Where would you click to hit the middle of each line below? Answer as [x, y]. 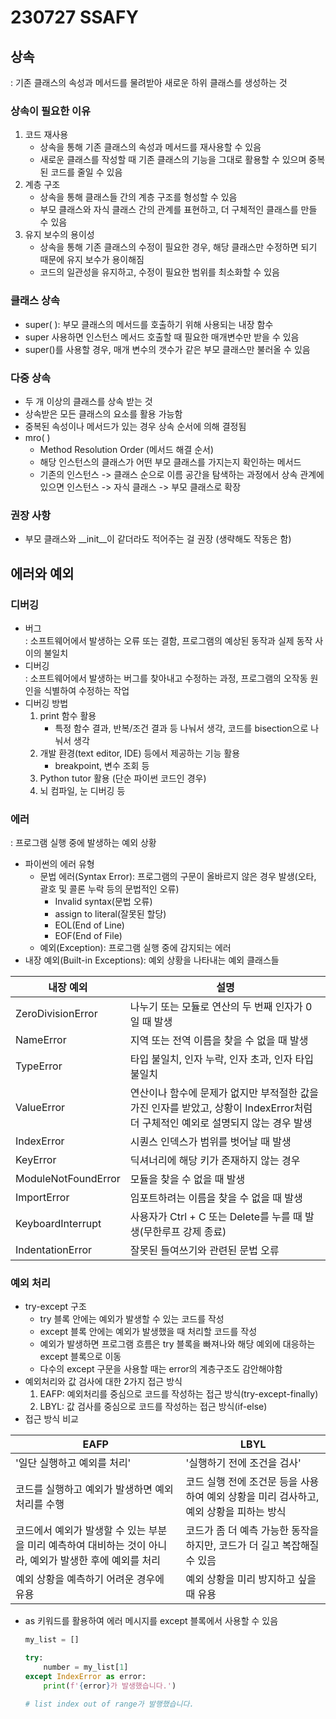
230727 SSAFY [74, 17]
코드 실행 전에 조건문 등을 [241, 1482]
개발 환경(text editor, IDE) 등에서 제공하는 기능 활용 [140, 753]
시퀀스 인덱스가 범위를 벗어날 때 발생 [210, 1142]
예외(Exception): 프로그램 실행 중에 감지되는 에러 [135, 948]
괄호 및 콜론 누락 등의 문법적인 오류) [109, 889]
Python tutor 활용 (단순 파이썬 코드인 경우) [123, 778]
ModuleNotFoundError [68, 1179]
